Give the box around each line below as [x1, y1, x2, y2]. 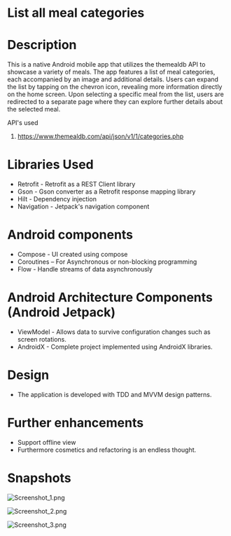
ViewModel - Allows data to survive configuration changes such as [17, 328, 211, 336]
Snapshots [7, 470, 71, 485]
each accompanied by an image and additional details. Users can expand [7, 75, 219, 83]
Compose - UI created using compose [17, 250, 128, 258]
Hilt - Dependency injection [17, 195, 97, 203]
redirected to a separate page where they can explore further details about [7, 98, 223, 106]
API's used [7, 119, 38, 127]
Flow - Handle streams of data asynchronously [17, 265, 153, 273]
